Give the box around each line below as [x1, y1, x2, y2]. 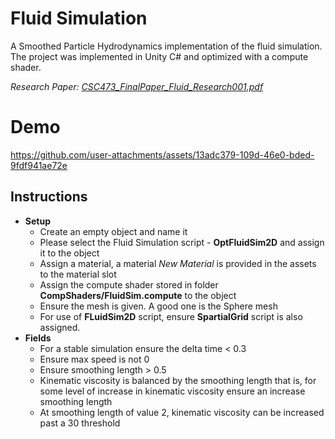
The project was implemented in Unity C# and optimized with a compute [10, 50, 309, 62]
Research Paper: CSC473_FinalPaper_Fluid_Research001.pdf [10, 80, 264, 92]
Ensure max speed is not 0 [39, 353, 150, 365]
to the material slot [39, 268, 117, 280]
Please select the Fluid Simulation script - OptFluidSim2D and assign [39, 236, 325, 248]
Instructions [10, 188, 88, 206]
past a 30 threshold [39, 417, 121, 429]
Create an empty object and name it [39, 225, 188, 237]
